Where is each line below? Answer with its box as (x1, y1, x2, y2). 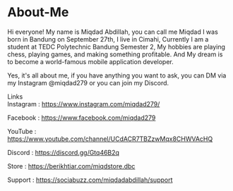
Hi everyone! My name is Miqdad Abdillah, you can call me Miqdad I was (7, 27, 219, 36)
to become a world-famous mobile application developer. (7, 57, 174, 66)
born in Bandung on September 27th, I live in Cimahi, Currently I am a (7, 35, 209, 43)
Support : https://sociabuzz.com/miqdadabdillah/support (7, 175, 173, 184)
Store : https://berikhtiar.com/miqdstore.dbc (7, 161, 136, 170)
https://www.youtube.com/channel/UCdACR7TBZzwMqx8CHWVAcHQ (7, 135, 213, 143)
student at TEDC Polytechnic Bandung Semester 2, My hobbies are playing (7, 42, 226, 51)
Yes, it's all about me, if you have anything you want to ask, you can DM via (7, 71, 227, 80)
